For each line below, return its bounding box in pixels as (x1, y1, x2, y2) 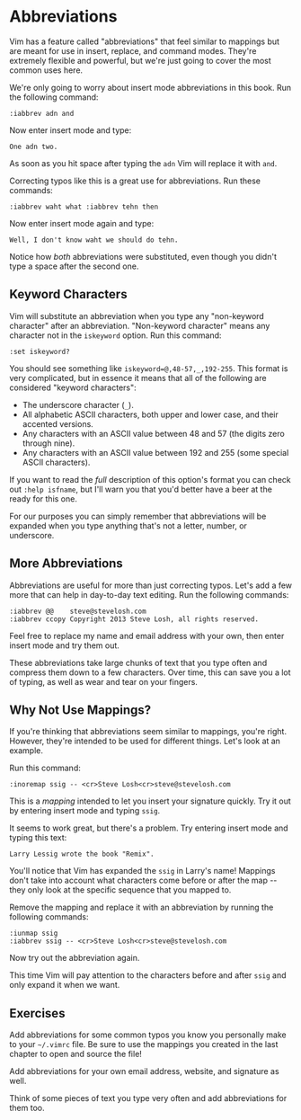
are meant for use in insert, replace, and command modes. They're (9, 45, 257, 56)
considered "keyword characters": (9, 382, 137, 393)
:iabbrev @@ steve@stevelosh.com (9, 607, 146, 616)
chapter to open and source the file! (9, 1049, 142, 1060)
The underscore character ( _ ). (22, 399, 135, 410)
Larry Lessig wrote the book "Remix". (9, 849, 155, 859)
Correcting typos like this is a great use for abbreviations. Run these (9, 175, 261, 186)
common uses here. (9, 65, 84, 76)
